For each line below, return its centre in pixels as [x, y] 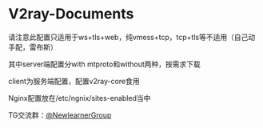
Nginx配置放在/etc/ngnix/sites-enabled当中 [80, 98]
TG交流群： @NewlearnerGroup [60, 115]
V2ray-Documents [71, 14]
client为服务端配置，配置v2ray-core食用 [74, 81]
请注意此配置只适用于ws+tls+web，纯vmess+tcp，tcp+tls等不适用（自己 [128, 37]
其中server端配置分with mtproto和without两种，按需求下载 [105, 64]
